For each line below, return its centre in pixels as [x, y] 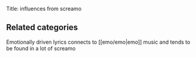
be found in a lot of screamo [41, 48]
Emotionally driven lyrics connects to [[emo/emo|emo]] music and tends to [98, 42]
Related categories [42, 27]
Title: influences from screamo [44, 9]
